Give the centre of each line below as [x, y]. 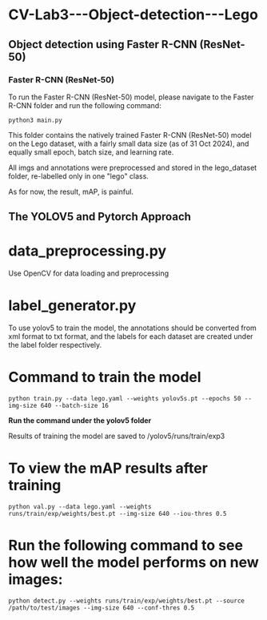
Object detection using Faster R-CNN [103, 44]
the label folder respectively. [55, 345]
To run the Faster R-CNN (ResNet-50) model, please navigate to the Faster [131, 97]
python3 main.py [35, 120]
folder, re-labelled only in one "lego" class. [79, 176]
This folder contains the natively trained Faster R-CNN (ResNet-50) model [130, 135]
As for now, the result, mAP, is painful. [71, 191]
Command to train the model [105, 377]
